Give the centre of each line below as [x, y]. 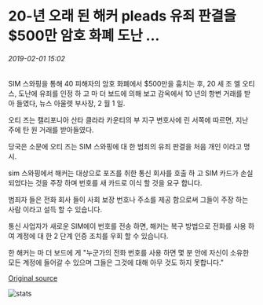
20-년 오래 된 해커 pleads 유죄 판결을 [122, 16]
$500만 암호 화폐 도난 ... [84, 36]
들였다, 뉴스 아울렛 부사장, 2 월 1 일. [71, 104]
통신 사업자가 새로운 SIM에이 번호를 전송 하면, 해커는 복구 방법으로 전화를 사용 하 [131, 226]
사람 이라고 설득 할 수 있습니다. [55, 210]
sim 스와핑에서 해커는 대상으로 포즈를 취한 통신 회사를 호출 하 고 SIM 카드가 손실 [131, 173]
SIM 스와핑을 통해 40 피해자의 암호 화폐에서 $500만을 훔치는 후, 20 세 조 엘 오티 [131, 84]
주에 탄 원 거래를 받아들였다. [51, 130]
